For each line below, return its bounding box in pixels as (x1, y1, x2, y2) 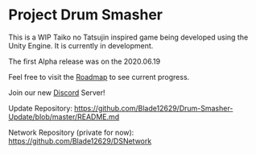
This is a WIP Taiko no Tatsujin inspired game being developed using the (8, 32, 249, 42)
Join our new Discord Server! (8, 87, 105, 98)
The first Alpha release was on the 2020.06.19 (8, 56, 161, 66)
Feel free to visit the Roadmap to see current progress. (8, 72, 190, 81)
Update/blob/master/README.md (8, 111, 120, 122)
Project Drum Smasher (8, 6, 163, 24)
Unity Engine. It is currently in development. (8, 40, 154, 50)
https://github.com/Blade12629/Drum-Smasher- (73, 103, 233, 113)
